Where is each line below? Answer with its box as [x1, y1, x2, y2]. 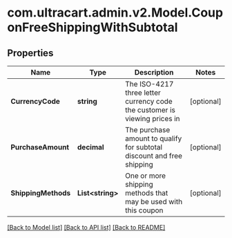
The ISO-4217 [125, 80, 174, 89]
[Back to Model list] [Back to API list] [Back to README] [7, 223, 166, 231]
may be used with [125, 197, 183, 206]
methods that [125, 188, 168, 198]
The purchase [125, 125, 171, 134]
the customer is [125, 105, 176, 115]
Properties [7, 47, 54, 59]
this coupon [125, 205, 164, 215]
